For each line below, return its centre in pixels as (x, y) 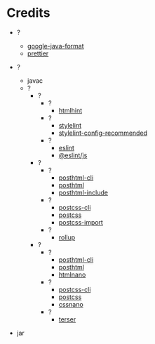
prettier (38, 53)
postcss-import (81, 222)
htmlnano (72, 274)
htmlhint (70, 110)
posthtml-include (83, 192)
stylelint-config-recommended (103, 133)
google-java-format (56, 46)
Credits (28, 13)
